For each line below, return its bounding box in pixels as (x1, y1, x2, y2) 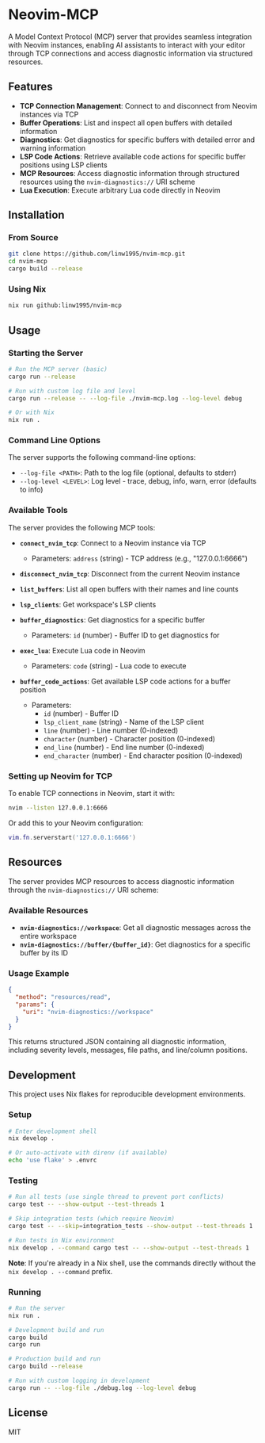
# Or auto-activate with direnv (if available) (8, 1149, 168, 1157)
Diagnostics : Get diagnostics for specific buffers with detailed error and (19, 135, 256, 144)
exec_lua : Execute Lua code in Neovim (19, 645, 146, 655)
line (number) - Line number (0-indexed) (43, 725, 179, 735)
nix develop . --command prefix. (8, 1266, 113, 1276)
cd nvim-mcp (8, 258, 47, 266)
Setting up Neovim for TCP (8, 771, 113, 782)
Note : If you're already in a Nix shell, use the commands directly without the (8, 1258, 256, 1268)
